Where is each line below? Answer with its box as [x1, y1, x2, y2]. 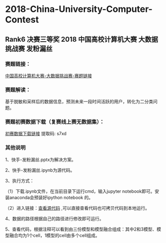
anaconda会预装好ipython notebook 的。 [9, 194, 93, 200]
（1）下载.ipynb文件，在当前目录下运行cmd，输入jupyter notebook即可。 [5, 188, 155, 194]
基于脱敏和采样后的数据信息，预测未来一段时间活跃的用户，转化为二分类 [5, 98, 153, 105]
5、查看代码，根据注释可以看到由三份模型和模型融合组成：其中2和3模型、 [5, 226, 157, 232]
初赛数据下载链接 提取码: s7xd [5, 131, 67, 137]
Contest [5, 14, 39, 25]
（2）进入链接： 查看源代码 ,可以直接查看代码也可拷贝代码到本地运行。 [5, 205, 150, 211]
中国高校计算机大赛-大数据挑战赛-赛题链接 [5, 73, 92, 79]
